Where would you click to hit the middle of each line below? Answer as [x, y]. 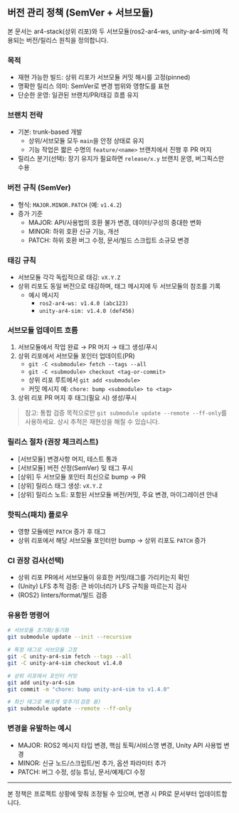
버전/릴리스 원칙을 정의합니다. [67, 40]
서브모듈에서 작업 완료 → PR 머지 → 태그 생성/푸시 [87, 347]
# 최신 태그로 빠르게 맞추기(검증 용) [54, 702]
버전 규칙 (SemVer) [39, 188]
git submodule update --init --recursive [70, 637]
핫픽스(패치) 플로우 [38, 514]
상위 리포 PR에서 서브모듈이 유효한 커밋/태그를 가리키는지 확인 [103, 578]
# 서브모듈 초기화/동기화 [38, 631]
